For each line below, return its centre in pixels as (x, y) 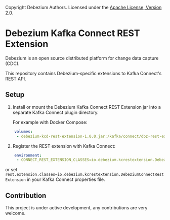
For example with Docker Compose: (50, 122)
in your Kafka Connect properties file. (66, 179)
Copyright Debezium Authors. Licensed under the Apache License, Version (83, 7)
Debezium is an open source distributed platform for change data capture (82, 58)
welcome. (15, 213)
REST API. (16, 79)
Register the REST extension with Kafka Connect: (64, 146)
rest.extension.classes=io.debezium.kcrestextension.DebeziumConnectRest (85, 175)
